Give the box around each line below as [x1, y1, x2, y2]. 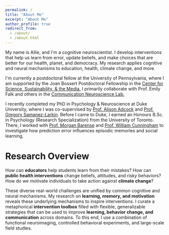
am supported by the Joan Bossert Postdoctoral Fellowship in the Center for [5, 80, 163, 86]
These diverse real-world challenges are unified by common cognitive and [5, 187, 160, 194]
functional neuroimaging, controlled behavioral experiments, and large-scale [5, 219, 164, 225]
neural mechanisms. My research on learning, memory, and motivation [5, 193, 155, 199]
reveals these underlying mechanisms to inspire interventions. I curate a [5, 198, 155, 204]
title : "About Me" [5, 12, 44, 17]
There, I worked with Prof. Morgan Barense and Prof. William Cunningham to [5, 122, 164, 128]
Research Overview [5, 150, 89, 162]
